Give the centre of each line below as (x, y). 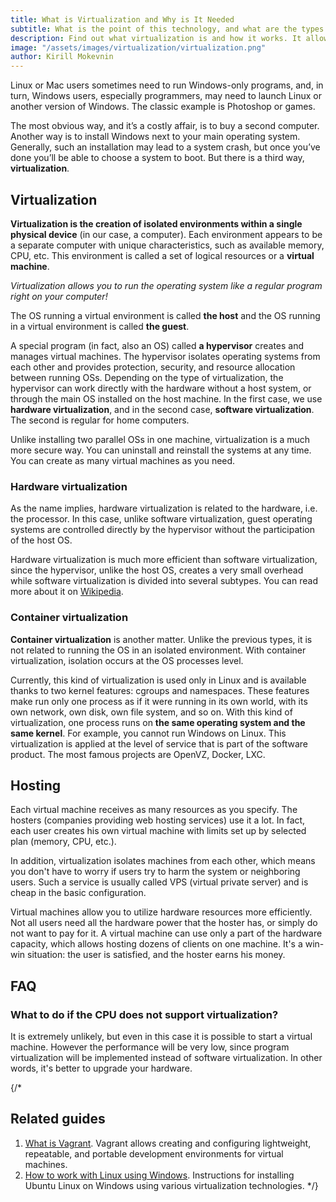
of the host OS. (41, 540)
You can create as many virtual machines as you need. (123, 460)
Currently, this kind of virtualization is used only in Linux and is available (158, 680)
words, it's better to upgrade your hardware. (101, 1068)
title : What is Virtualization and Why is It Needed (122, 19)
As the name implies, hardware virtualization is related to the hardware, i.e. (164, 508)
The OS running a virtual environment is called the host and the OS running (165, 315)
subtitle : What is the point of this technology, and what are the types (167, 29)
